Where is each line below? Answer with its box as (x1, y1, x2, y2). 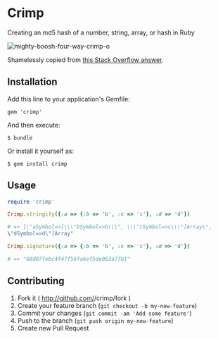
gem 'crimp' (7, 108, 42, 116)
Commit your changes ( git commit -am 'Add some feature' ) (17, 309, 192, 317)
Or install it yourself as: (7, 147, 74, 155)
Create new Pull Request (17, 323, 89, 332)
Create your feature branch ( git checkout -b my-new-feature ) (17, 301, 198, 309)
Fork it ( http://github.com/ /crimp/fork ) (17, 294, 132, 302)
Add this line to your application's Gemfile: (7, 94, 130, 103)
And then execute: (7, 121, 60, 129)
